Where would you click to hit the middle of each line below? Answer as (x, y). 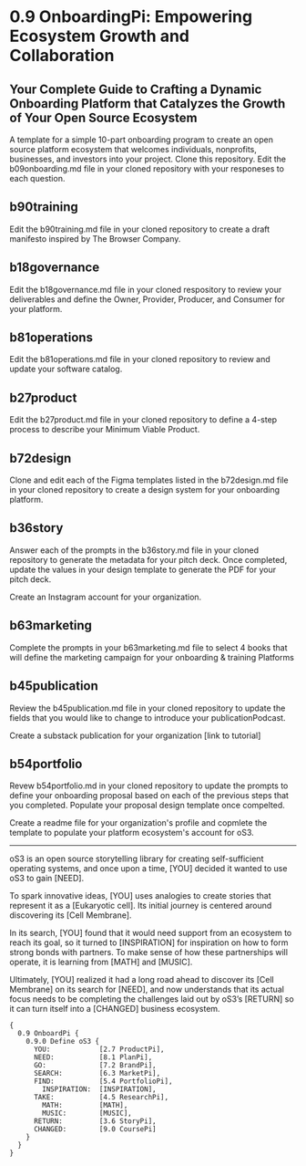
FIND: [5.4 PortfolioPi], (103, 1082)
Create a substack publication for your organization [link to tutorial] (135, 735)
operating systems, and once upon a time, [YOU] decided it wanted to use (148, 869)
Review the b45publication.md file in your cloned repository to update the (148, 708)
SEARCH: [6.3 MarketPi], (97, 1074)
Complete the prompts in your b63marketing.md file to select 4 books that (148, 647)
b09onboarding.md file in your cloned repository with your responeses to (147, 169)
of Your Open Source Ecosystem (103, 117)
